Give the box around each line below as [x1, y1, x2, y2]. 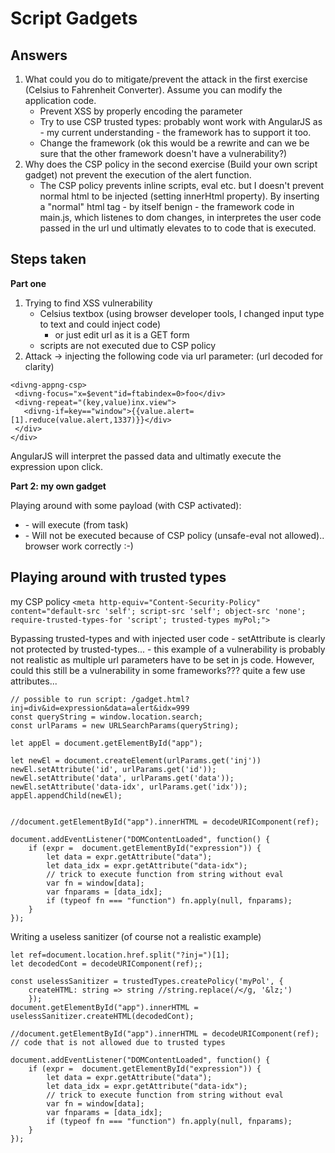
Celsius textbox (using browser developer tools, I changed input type [39, 307, 325, 319]
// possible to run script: [10, 694, 128, 704]
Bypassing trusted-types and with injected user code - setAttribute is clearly [10, 632, 326, 644]
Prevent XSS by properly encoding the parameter [39, 105, 243, 117]
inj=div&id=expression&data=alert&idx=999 [10, 703, 190, 713]
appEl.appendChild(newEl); [10, 790, 123, 801]
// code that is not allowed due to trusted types [10, 1037, 226, 1047]
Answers [10, 47, 68, 64]
